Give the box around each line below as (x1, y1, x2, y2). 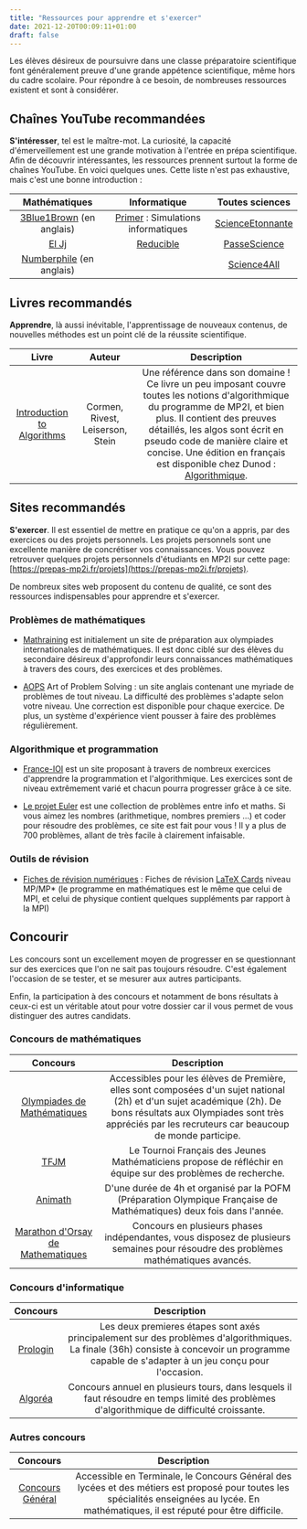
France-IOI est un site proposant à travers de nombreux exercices (22, 764, 271, 775)
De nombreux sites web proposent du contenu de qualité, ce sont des (9, 581, 272, 592)
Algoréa (18, 1392, 53, 1405)
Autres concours (9, 1431, 86, 1444)
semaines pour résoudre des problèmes (111, 1242, 283, 1255)
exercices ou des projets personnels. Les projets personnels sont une (9, 534, 271, 545)
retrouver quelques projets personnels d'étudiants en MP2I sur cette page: (9, 553, 291, 564)
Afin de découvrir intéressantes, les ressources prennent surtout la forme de (9, 155, 298, 166)
